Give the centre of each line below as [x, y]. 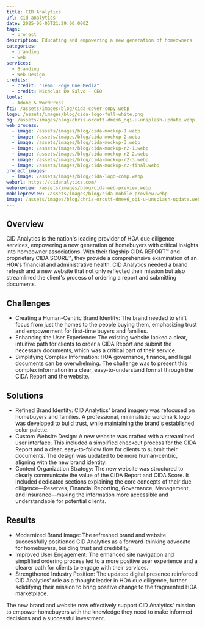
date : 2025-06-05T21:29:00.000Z [47, 23]
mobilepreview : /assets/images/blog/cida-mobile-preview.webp [87, 194]
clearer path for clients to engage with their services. [81, 567]
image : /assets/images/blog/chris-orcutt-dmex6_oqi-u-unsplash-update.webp [105, 199]
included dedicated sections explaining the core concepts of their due [103, 481]
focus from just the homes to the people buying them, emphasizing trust [106, 325]
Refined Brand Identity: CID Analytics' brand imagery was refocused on [105, 410]
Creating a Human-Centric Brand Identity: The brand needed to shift [101, 318]
